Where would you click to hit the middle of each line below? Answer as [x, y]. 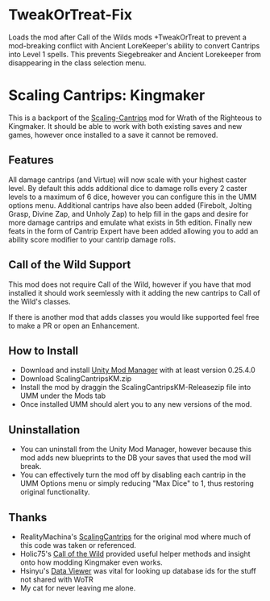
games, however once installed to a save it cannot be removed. [113, 135]
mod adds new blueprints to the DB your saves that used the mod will [135, 458]
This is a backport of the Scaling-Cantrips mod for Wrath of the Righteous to [135, 118]
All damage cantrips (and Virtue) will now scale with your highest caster [128, 180]
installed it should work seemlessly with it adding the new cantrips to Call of [134, 292]
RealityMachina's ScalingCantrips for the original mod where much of [135, 537]
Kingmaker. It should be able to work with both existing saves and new [125, 126]
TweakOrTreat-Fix [71, 15]
